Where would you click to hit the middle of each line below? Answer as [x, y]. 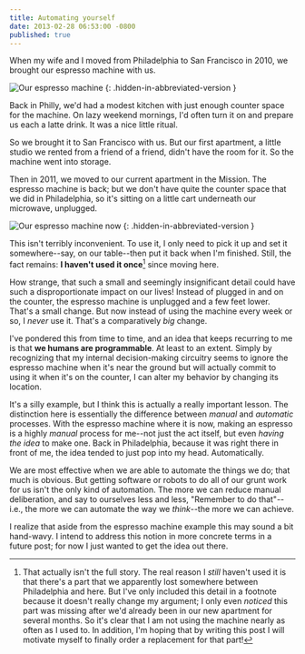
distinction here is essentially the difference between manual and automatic [152, 414]
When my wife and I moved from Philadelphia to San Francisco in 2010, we [149, 61]
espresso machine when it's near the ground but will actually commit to [143, 367]
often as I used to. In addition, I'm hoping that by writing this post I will [153, 630]
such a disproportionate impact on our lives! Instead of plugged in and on [147, 292]
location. [26, 387]
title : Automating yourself [63, 18]
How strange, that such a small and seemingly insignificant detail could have [152, 282]
